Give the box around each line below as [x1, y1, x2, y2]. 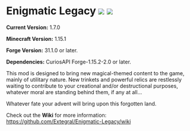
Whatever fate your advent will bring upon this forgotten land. [6, 100, 157, 107]
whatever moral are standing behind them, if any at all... [6, 88, 142, 95]
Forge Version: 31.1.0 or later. [6, 46, 78, 54]
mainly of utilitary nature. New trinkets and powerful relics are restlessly [6, 76, 182, 83]
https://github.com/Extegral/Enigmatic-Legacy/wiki [6, 117, 131, 125]
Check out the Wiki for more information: [6, 111, 107, 119]
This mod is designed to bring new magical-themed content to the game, [6, 69, 185, 76]
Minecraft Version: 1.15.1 [6, 35, 66, 42]
